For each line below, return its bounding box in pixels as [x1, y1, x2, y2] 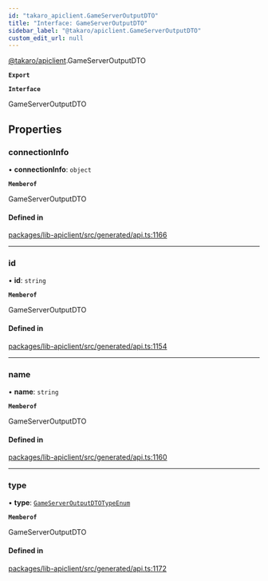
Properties [8, 122, 62, 136]
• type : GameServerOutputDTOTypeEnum [8, 498, 131, 507]
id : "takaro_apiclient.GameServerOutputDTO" [8, 11, 159, 20]
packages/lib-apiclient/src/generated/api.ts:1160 [8, 452, 167, 462]
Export [8, 71, 30, 80]
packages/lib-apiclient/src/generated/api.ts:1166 [8, 230, 167, 240]
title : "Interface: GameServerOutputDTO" [8, 19, 148, 27]
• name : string [8, 387, 59, 396]
